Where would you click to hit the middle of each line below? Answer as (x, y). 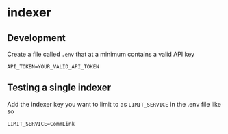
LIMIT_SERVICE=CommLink (41, 124)
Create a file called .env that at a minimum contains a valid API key (101, 54)
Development (37, 38)
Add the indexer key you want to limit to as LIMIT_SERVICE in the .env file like (114, 104)
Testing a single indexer (59, 88)
